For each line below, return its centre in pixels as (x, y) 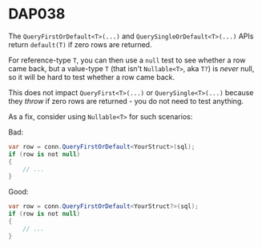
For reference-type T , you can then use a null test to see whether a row (127, 60)
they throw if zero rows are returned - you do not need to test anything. (126, 101)
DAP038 (37, 14)
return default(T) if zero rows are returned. (80, 44)
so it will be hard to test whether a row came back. (91, 77)
